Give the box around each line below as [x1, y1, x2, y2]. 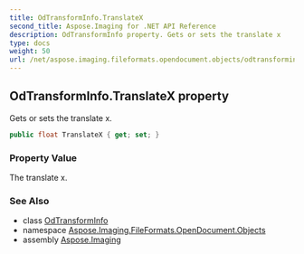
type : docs [9, 38, 51, 48]
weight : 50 [9, 47, 51, 56]
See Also [9, 194, 50, 207]
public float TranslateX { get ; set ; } [9, 130, 160, 139]
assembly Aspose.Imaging [22, 234, 122, 245]
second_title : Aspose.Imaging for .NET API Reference [9, 22, 217, 31]
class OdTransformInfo [22, 215, 109, 226]
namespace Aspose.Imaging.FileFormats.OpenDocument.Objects [22, 225, 266, 236]
